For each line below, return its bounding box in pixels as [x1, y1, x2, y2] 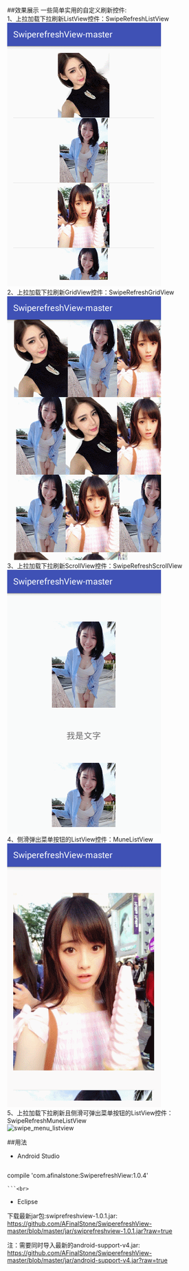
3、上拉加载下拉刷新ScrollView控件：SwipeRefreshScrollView [7, 562, 183, 570]
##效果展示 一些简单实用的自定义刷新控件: [7, 6, 127, 14]
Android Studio [16, 1152, 60, 1160]
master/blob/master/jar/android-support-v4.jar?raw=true [7, 1257, 168, 1264]
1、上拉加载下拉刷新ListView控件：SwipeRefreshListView [7, 14, 170, 23]
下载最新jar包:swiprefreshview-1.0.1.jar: [7, 1212, 118, 1220]
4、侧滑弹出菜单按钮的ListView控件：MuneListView [7, 835, 153, 843]
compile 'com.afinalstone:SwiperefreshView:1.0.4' [7, 1171, 149, 1179]
